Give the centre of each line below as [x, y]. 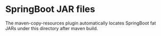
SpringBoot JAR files [50, 9]
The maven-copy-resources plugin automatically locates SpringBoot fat [80, 23]
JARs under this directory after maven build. [52, 28]
